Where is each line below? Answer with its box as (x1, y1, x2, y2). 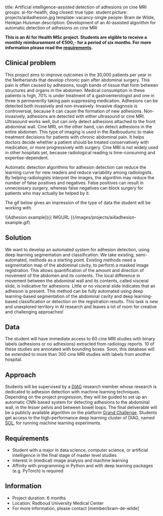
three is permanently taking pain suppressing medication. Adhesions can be (5, 98, 158, 103)
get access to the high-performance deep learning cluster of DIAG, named (5, 415, 155, 421)
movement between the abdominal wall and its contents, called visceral (5, 278, 149, 284)
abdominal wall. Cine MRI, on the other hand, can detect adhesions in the (5, 124, 152, 129)
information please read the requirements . (5, 45, 93, 50)
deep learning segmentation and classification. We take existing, (5, 251, 135, 258)
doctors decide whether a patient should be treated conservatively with (5, 139, 149, 145)
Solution (5, 234, 31, 242)
